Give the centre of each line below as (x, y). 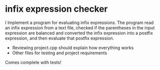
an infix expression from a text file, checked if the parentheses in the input (80, 27)
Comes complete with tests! (33, 62)
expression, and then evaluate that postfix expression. (59, 38)
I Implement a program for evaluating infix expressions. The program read (80, 23)
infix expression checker (57, 9)
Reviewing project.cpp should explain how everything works (73, 47)
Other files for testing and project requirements (60, 53)
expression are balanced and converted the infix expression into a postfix (79, 33)
